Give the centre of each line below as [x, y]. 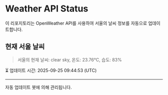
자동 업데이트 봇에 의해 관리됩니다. [38, 87]
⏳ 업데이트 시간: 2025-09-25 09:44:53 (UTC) [51, 70]
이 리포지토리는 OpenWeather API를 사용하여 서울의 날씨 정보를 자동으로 [76, 23]
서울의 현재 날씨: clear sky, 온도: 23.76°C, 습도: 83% [70, 59]
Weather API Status [47, 9]
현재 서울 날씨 [25, 47]
